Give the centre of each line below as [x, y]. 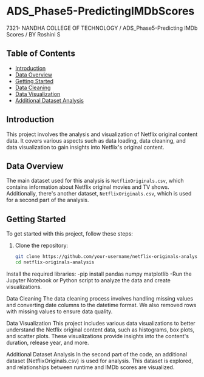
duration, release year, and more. [48, 342]
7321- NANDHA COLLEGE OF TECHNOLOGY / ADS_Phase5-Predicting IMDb [102, 28]
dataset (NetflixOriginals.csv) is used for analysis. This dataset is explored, [100, 361]
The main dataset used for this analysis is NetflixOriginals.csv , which [95, 181]
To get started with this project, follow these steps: [70, 234]
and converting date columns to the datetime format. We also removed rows [101, 305]
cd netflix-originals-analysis [55, 262]
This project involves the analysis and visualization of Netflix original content [102, 134]
